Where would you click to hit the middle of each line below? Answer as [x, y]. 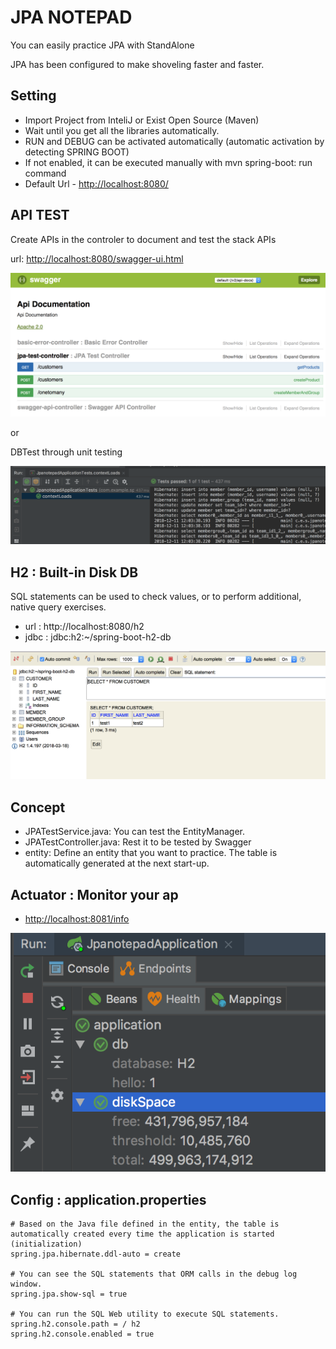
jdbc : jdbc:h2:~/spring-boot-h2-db [98, 637]
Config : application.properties [108, 1199]
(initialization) [46, 1244]
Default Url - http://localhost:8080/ [96, 183]
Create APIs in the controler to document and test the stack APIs [143, 239]
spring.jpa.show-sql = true [69, 1294]
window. [26, 1284]
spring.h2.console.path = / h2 [75, 1324]
